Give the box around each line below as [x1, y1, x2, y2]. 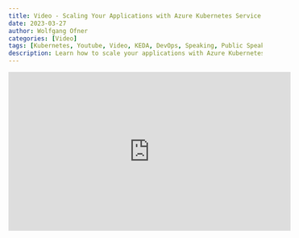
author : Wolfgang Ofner [8, 27, 89, 35]
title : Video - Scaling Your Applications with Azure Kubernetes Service [8, 11, 262, 20]
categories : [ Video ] [8, 34, 78, 43]
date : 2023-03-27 [8, 19, 67, 27]
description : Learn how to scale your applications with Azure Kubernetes [8, 49, 265, 57]
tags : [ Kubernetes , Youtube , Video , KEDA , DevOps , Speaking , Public [8, 42, 243, 50]
